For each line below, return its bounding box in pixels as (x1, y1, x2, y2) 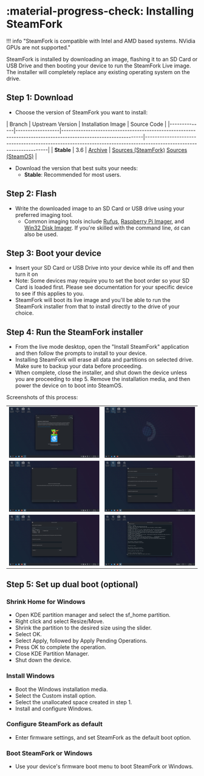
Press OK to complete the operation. (15, 644, 106, 651)
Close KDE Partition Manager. (15, 650, 89, 658)
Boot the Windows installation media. (15, 685, 108, 693)
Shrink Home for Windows (6, 597, 86, 606)
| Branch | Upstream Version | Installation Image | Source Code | (6, 120, 167, 128)
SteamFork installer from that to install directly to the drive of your (15, 303, 180, 311)
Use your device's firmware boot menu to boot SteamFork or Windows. (15, 763, 194, 770)
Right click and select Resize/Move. (15, 618, 104, 625)
